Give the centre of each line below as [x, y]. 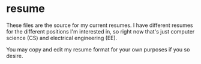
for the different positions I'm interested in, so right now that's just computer [100, 31]
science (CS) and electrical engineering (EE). [62, 38]
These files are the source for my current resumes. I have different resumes [100, 25]
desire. [15, 56]
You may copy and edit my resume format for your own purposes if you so [98, 49]
